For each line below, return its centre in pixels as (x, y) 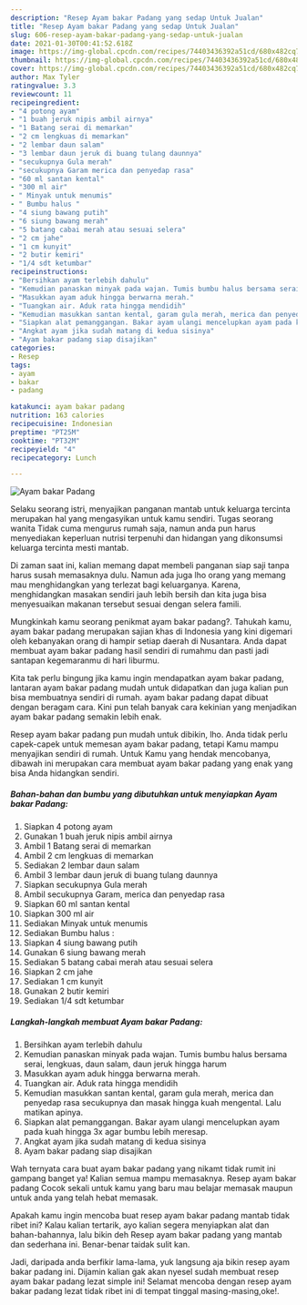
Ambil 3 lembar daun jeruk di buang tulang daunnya (120, 875)
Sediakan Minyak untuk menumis (86, 923)
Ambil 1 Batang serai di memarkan (87, 846)
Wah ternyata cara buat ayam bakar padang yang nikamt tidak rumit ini (143, 1169)
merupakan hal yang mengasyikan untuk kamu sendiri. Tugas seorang (142, 519)
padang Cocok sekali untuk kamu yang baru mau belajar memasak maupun (152, 1188)
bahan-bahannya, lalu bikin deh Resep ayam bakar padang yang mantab (146, 1235)
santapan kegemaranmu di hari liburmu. (85, 660)
